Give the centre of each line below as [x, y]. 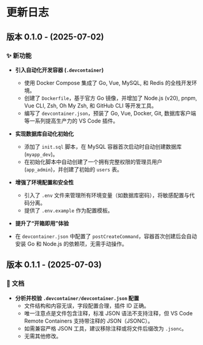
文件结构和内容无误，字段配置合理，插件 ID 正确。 [87, 306]
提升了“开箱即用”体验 [42, 223]
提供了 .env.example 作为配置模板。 [68, 210]
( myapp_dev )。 [41, 154]
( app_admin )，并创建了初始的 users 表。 [73, 169]
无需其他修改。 [43, 336]
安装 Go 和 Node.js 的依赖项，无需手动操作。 [71, 244]
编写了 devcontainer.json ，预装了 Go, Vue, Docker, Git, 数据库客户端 [110, 113]
